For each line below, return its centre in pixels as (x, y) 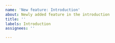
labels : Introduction (28, 24)
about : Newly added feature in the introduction (58, 14)
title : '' (16, 19)
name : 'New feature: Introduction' (43, 10)
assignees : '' (20, 28)
